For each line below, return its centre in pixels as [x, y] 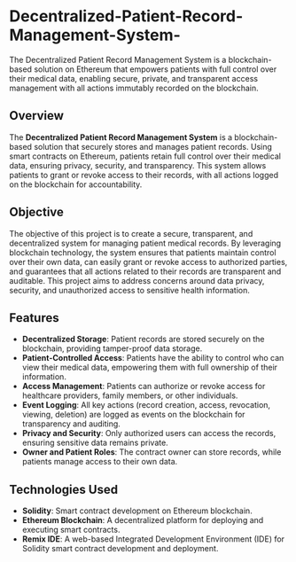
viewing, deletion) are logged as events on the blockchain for [133, 415]
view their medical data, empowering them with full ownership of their [149, 367]
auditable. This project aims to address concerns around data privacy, [137, 280]
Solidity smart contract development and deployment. [120, 549]
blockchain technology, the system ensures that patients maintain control [143, 252]
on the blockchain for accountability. [76, 184]
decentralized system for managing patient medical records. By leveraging [145, 243]
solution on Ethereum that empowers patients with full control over [156, 69]
